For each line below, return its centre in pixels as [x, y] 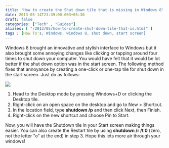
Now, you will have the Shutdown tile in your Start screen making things [80, 125]
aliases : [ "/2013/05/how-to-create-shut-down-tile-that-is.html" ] [79, 29]
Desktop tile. [26, 99]
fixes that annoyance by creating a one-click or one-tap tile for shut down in [85, 69]
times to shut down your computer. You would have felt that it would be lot [83, 58]
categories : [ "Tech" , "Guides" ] [40, 24]
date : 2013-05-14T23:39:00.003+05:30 [45, 15]
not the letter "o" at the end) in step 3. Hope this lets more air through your [83, 136]
